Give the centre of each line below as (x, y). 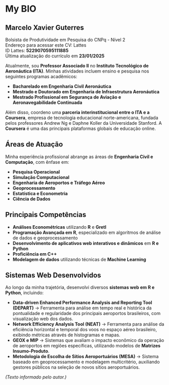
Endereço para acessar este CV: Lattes (46, 45)
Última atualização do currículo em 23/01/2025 (55, 56)
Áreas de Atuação (34, 144)
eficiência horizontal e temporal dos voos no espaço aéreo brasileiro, (85, 330)
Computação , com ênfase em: (37, 162)
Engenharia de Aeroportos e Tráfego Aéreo (59, 183)
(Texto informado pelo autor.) (36, 377)
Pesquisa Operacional (36, 172)
